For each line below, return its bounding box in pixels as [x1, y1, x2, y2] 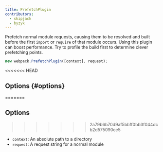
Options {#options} [5, 82, 65, 90]
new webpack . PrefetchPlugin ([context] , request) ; [5, 59, 108, 64]
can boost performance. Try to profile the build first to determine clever [5, 44, 148, 50]
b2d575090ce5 [90, 127, 121, 133]
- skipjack [9, 16, 32, 21]
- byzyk [9, 20, 25, 26]
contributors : [5, 12, 34, 17]
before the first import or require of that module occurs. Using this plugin [5, 39, 152, 45]
